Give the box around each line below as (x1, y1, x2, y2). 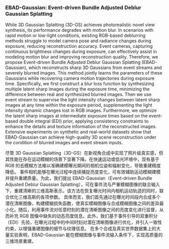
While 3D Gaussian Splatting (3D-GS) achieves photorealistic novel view (5, 22, 155, 28)
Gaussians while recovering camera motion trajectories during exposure (5, 75, 155, 82)
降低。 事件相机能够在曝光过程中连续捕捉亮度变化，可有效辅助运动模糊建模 (5, 169, 161, 175)
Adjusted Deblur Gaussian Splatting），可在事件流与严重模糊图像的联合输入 (5, 181, 160, 188)
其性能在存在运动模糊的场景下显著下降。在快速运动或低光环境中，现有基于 (5, 156, 159, 162)
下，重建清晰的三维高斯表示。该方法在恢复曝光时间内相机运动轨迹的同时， (5, 188, 159, 194)
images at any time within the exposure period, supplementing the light (5, 102, 152, 108)
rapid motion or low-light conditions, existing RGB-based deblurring (5, 32, 146, 39)
